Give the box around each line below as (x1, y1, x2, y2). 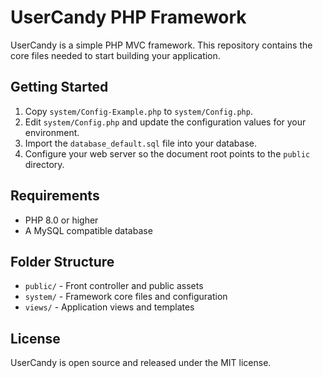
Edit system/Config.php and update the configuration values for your (24, 116, 307, 128)
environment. (24, 126, 80, 138)
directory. (24, 158, 65, 170)
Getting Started (10, 79, 109, 96)
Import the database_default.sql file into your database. (24, 137, 257, 149)
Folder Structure (10, 253, 115, 270)
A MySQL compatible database (24, 224, 153, 236)
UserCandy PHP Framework (10, 6, 247, 29)
